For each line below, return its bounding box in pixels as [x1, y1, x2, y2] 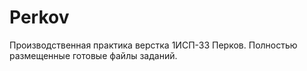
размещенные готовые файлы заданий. [9, 49, 178, 61]
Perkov [9, 6, 70, 29]
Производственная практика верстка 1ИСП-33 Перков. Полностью [9, 39, 298, 51]
